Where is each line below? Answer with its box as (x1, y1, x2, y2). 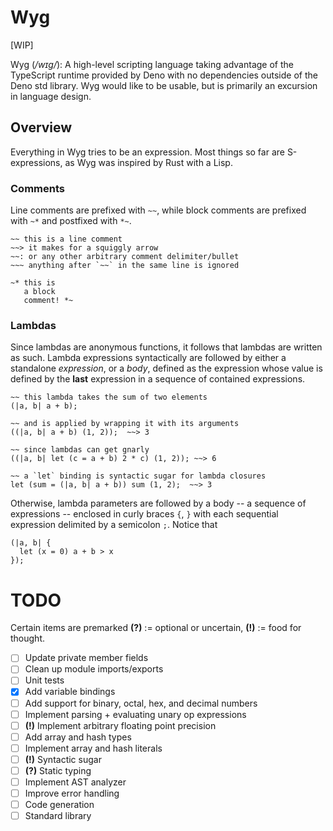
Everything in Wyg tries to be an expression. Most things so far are (10, 146, 285, 158)
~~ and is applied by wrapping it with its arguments (10, 419, 240, 429)
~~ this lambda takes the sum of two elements (10, 392, 208, 403)
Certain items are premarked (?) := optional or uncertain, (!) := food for (10, 622, 302, 634)
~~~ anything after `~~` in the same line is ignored (10, 261, 240, 271)
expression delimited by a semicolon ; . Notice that (10, 519, 218, 531)
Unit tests (24, 674, 65, 686)
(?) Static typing (24, 764, 92, 776)
